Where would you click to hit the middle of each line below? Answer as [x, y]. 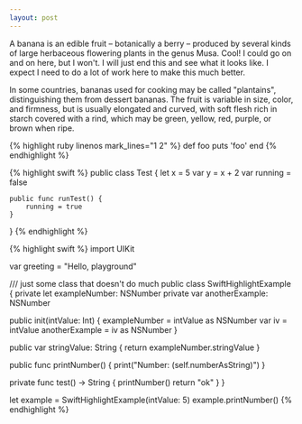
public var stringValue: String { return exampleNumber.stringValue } [135, 347]
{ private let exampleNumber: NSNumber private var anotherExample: [139, 293]
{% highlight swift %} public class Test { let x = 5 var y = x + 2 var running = [151, 172]
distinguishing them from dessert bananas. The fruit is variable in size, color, [151, 99]
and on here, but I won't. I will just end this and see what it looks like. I [139, 62]
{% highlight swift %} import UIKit [72, 248]
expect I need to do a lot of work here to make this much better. [128, 72]
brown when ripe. [42, 128]
